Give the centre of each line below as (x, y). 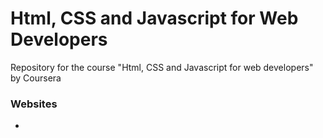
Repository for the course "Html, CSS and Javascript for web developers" (162, 67)
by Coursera (36, 78)
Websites (34, 104)
